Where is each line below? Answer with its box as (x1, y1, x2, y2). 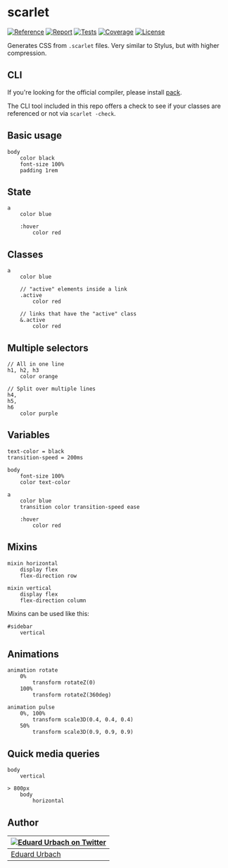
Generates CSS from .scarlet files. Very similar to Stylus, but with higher (7, 41, 220, 49)
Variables (7, 429, 51, 441)
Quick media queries (7, 747, 100, 759)
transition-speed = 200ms (7, 454, 83, 461)
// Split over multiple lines (7, 385, 96, 392)
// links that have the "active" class (20, 311, 137, 318)
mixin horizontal (7, 560, 58, 567)
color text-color (20, 478, 71, 486)
